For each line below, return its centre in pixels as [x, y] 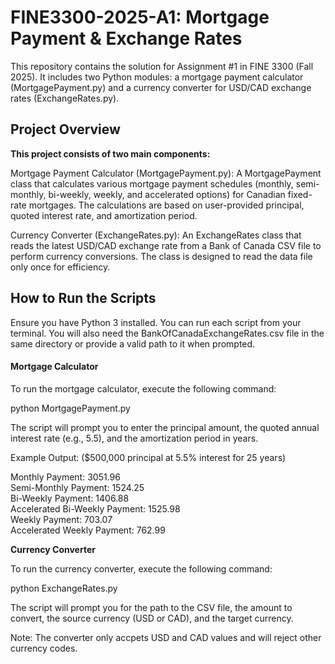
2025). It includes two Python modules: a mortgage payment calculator [157, 77]
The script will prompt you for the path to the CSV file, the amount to [151, 607]
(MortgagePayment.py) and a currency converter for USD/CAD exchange [161, 87]
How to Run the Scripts [83, 298]
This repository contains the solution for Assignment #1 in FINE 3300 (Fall [162, 66]
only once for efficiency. [60, 267]
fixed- [300, 194]
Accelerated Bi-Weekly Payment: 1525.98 [95, 508]
